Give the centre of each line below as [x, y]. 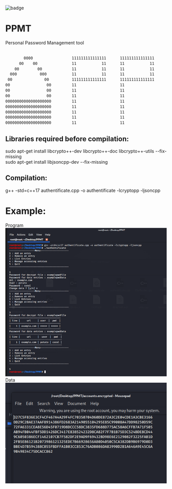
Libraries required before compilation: [67, 139]
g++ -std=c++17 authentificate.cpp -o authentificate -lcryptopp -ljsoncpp [83, 190]
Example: [26, 211]
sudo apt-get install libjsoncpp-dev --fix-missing [57, 162]
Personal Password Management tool [45, 42]
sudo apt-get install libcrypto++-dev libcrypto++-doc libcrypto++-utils [80, 151]
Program [15, 225]
